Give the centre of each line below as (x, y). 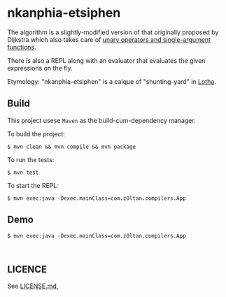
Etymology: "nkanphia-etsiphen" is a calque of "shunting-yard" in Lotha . (112, 81)
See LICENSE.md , (33, 286)
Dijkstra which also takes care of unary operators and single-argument (109, 39)
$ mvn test (23, 173)
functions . (22, 47)
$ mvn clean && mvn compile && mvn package (72, 147)
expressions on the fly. (40, 68)
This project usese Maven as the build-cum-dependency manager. (101, 120)
